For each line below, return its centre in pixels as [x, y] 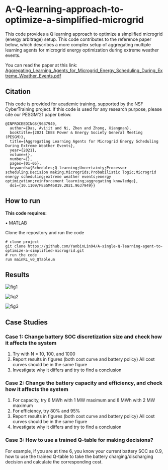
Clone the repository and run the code [45, 232]
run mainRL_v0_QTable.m [30, 259]
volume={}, [21, 155]
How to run [23, 201]
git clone [16, 246]
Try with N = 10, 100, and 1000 [44, 354]
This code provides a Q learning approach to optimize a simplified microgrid [84, 34]
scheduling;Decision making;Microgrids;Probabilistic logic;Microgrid [81, 172]
